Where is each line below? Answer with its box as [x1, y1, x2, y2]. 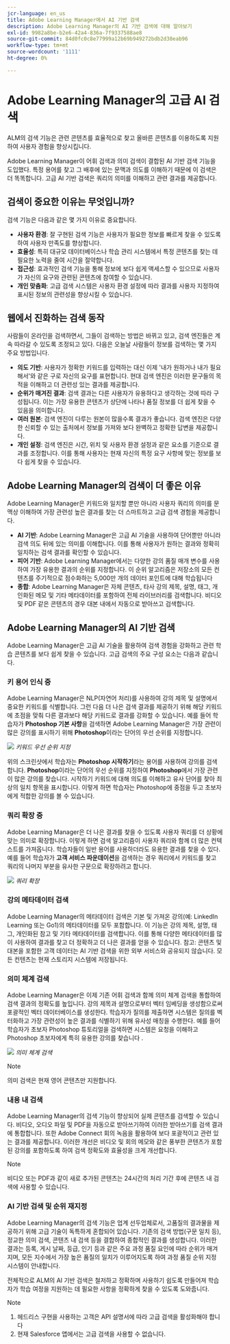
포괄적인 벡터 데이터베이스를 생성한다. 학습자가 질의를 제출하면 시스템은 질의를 [7, 1008, 216, 1017]
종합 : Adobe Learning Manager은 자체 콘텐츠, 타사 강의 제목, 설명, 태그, [16, 583, 211, 591]
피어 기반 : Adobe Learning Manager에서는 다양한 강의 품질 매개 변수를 [16, 557, 207, 565]
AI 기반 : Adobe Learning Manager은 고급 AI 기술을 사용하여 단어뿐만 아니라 [16, 531, 221, 540]
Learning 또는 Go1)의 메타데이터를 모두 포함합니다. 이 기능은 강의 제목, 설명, [7, 920, 210, 929]
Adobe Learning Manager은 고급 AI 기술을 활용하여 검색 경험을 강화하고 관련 [7, 641, 214, 649]
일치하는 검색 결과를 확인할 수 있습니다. [16, 548, 122, 557]
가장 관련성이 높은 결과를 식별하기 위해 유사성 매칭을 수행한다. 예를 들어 [30, 1017, 221, 1025]
